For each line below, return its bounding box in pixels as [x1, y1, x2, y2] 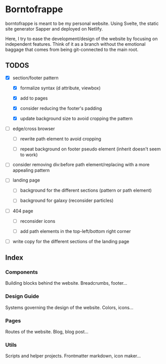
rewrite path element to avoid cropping [20, 136, 101, 142]
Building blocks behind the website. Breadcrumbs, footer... [5, 280, 128, 286]
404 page [12, 207, 33, 214]
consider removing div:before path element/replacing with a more [12, 162, 150, 168]
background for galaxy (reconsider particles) [20, 197, 114, 204]
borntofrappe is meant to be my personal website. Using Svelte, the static [5, 20, 159, 26]
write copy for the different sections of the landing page [12, 238, 130, 245]
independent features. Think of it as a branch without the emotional [5, 41, 146, 47]
